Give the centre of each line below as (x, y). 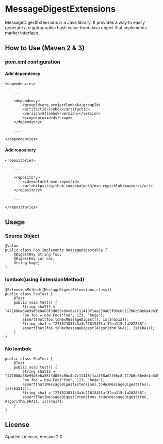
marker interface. (22, 33)
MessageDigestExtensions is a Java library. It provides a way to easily (75, 22)
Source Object (22, 236)
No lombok (18, 349)
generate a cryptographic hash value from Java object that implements (76, 27)
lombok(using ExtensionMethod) (45, 279)
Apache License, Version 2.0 (34, 436)
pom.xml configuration (33, 62)
